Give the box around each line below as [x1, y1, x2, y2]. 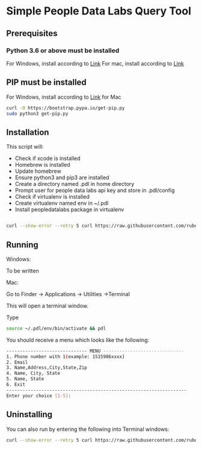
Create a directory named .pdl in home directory [14, 181, 135, 188]
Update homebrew [14, 167, 61, 175]
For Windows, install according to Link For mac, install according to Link [6, 60, 185, 67]
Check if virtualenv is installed [14, 193, 90, 200]
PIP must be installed [6, 77, 87, 88]
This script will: [6, 143, 44, 150]
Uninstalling [6, 409, 53, 420]
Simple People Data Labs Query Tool [6, 4, 191, 18]
